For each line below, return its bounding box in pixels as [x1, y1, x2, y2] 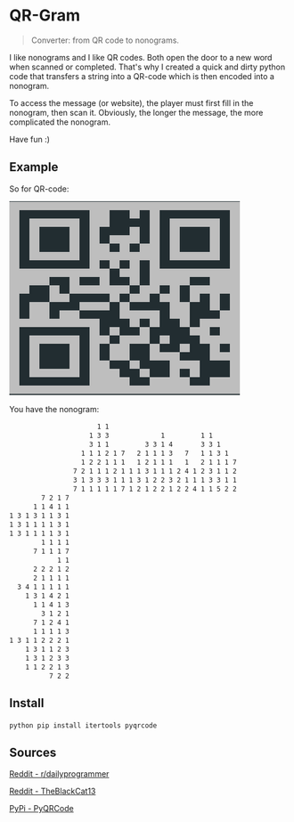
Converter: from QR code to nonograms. [30, 35, 180, 45]
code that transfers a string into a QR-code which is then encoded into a [9, 70, 274, 81]
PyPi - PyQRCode [9, 803, 74, 814]
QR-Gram [9, 5, 81, 26]
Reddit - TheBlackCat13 [9, 785, 96, 797]
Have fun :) [9, 134, 51, 144]
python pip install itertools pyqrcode [9, 720, 158, 730]
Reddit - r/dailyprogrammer [9, 769, 110, 779]
